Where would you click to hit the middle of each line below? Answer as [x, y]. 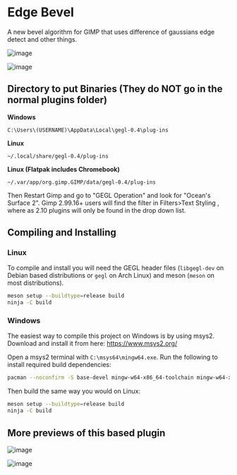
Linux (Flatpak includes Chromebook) [63, 169]
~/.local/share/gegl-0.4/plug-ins [58, 156]
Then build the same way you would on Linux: [74, 391]
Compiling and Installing [62, 233]
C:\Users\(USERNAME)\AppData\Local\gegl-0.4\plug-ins [88, 130]
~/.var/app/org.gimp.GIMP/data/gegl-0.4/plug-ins [82, 182]
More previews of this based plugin [86, 433]
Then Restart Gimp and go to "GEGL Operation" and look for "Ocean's [109, 195]
